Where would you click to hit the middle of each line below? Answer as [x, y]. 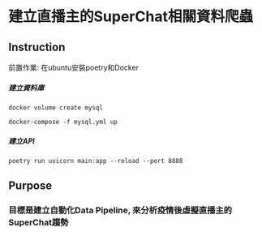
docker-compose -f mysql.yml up [63, 122]
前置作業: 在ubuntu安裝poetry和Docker [74, 67]
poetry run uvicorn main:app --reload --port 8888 [96, 161]
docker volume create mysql [56, 107]
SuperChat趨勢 [39, 222]
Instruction [37, 47]
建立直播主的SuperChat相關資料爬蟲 [131, 17]
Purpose [30, 186]
